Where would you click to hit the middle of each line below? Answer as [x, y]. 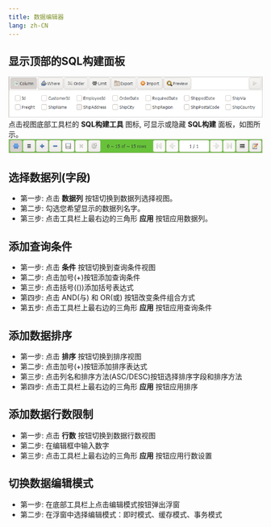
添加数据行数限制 [51, 415]
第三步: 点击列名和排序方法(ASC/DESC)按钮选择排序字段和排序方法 [131, 377]
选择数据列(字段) [50, 177]
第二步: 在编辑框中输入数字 [65, 445]
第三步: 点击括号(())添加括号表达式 [77, 288]
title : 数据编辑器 [36, 17]
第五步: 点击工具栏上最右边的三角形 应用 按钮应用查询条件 [116, 308]
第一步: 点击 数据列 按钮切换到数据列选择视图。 [98, 198]
